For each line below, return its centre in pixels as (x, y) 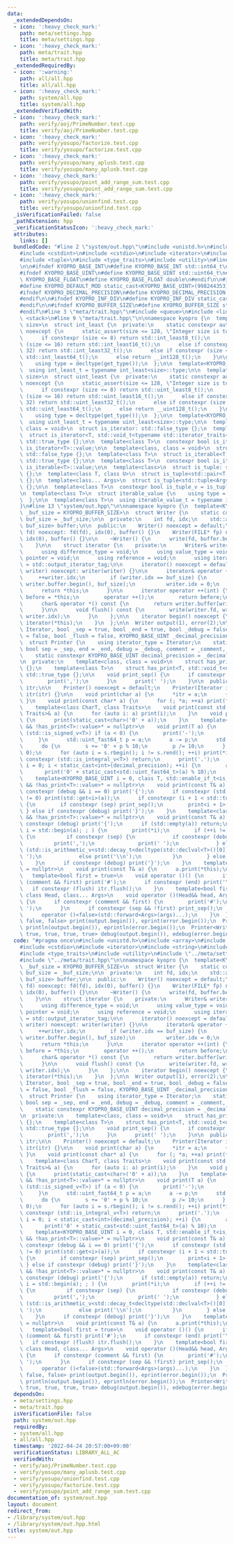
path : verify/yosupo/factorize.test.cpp (79, 144)
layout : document (32, 1505)
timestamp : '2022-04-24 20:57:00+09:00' (73, 1446)
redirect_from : (29, 1511)
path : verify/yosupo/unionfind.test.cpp (79, 202)
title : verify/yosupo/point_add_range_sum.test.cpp (96, 189)
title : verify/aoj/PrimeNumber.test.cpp (79, 130)
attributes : (31, 234)
